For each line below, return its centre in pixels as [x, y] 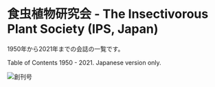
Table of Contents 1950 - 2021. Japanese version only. [84, 62]
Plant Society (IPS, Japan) [83, 29]
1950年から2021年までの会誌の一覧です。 [66, 49]
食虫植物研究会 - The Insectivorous [108, 14]
